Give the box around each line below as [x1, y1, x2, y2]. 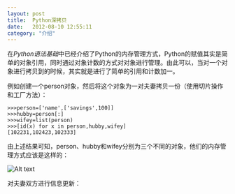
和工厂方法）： [7, 91, 48, 99]
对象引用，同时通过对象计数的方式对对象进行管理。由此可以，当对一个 [19, 59, 222, 67]
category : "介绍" [7, 29, 56, 37]
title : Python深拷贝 [7, 17, 67, 24]
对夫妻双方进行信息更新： [7, 179, 81, 188]
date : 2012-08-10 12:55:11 [7, 23, 92, 30]
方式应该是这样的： [13, 151, 69, 159]
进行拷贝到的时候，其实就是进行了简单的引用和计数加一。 [13, 67, 179, 75]
